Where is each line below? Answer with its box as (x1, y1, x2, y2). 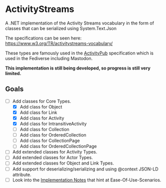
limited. (5, 70, 21, 76)
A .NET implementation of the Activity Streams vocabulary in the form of (5, 20, 154, 26)
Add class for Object (19, 103, 62, 109)
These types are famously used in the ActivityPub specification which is (5, 50, 154, 56)
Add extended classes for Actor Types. (12, 154, 93, 160)
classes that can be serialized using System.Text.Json (5, 25, 116, 31)
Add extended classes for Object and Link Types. (12, 160, 114, 166)
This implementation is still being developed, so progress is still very (5, 65, 151, 71)
